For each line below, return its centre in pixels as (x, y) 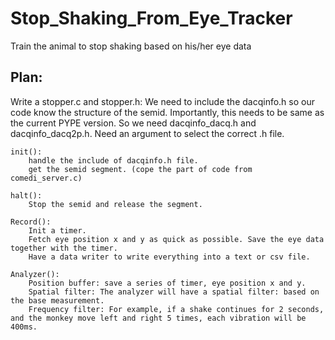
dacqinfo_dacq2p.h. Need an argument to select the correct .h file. (147, 133)
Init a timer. (57, 230)
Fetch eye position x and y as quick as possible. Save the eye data (176, 239)
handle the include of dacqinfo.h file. (113, 160)
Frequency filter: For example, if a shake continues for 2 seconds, (176, 309)
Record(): (31, 222)
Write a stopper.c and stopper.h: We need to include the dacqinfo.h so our (162, 101)
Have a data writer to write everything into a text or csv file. (169, 257)
